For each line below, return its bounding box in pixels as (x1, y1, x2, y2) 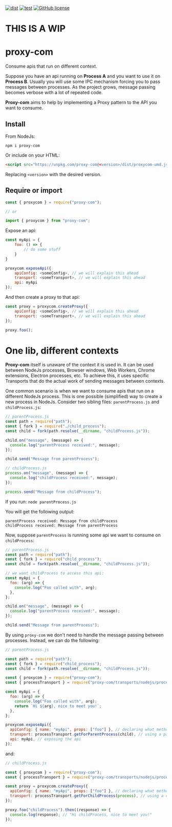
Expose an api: (5, 228, 37, 234)
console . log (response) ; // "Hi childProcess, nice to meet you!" (10, 812, 153, 817)
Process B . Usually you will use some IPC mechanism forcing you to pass (5, 78, 160, 85)
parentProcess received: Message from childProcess (5, 518, 118, 524)
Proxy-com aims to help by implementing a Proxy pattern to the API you (5, 99, 157, 106)
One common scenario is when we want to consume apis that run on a (5, 388, 154, 394)
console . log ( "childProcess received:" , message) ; (10, 475, 118, 481)
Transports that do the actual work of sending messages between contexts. (5, 378, 165, 384)
